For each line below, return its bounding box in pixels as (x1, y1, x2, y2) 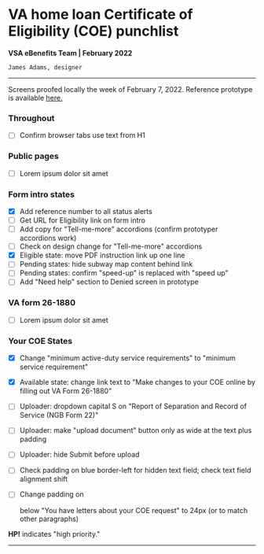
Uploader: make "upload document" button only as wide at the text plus (19, 426, 252, 435)
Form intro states (8, 189, 75, 200)
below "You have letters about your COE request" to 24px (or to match (19, 505, 248, 515)
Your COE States (8, 335, 73, 346)
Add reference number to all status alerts (19, 206, 153, 216)
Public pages (8, 151, 59, 162)
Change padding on (19, 489, 84, 499)
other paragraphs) (19, 514, 79, 523)
